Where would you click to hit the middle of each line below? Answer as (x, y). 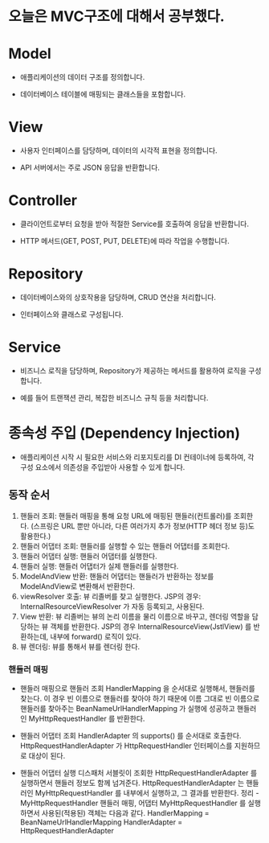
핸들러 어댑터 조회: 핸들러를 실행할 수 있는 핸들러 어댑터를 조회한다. (125, 546)
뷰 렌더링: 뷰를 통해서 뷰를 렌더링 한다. (80, 646)
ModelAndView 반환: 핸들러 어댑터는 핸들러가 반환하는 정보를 (117, 576)
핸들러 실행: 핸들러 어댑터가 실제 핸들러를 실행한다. (99, 566)
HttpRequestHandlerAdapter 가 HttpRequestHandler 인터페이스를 (126, 746)
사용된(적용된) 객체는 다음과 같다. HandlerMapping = (125, 812)
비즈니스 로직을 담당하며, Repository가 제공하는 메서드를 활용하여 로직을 (133, 370)
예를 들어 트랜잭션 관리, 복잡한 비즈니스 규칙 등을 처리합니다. (114, 397)
